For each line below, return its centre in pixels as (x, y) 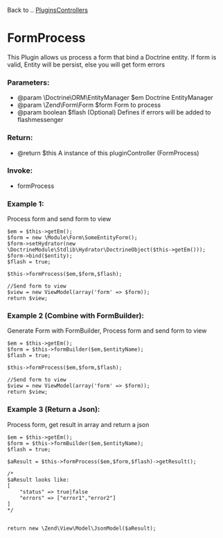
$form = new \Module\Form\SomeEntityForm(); (72, 238)
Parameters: (28, 83)
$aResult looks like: (38, 480)
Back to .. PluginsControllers (48, 10)
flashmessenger (40, 120)
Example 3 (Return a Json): (54, 410)
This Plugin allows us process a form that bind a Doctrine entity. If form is (112, 57)
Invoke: (20, 171)
